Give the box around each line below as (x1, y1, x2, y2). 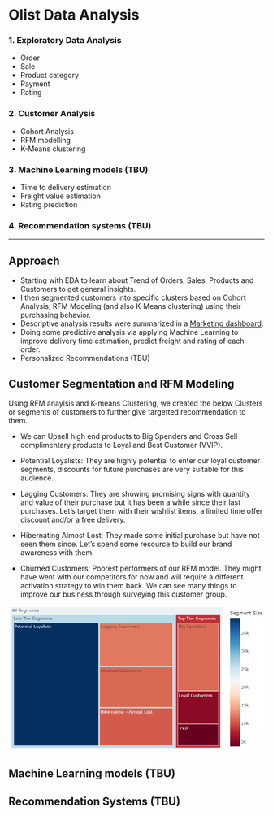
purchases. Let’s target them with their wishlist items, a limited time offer (19, 506, 263, 515)
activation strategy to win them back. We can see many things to (19, 581, 237, 590)
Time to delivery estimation (19, 183, 112, 193)
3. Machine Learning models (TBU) (8, 164, 149, 176)
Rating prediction (19, 200, 78, 210)
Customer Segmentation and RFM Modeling (8, 376, 235, 391)
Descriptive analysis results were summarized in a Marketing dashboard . (19, 319, 264, 328)
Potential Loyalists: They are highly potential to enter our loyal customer (19, 456, 261, 465)
